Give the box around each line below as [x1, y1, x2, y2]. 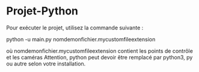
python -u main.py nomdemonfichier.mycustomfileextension [6, 35, 156, 43]
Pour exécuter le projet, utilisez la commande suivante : [6, 24, 144, 31]
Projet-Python [6, 4, 79, 18]
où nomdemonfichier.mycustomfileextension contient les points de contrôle [6, 47, 194, 55]
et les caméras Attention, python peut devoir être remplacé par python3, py [6, 53, 193, 61]
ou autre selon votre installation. [6, 60, 86, 67]
